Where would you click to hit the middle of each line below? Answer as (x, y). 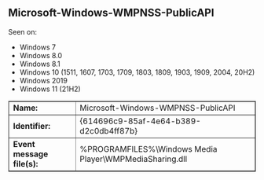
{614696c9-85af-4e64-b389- (141, 121)
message (31, 154)
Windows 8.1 (40, 64)
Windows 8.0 (41, 55)
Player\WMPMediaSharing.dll (134, 159)
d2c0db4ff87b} (109, 130)
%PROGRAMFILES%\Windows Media (148, 149)
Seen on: (23, 31)
